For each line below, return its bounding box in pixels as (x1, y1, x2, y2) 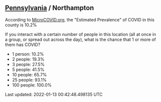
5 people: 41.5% (12, 67, 45, 72)
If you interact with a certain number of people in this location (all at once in (5, 31, 156, 37)
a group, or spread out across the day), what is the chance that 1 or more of (5, 36, 156, 42)
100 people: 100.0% (12, 82, 52, 88)
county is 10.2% (5, 22, 37, 28)
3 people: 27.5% (12, 61, 45, 67)
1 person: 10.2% (12, 51, 44, 57)
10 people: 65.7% (12, 71, 47, 77)
